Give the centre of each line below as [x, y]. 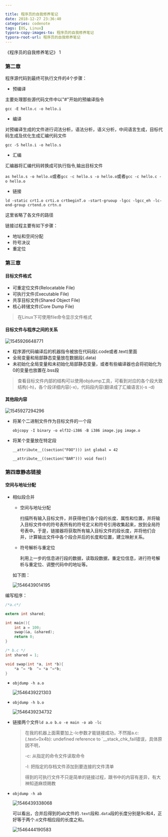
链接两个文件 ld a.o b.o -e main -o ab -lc [57, 722]
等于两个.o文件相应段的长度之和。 [52, 820]
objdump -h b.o [28, 703]
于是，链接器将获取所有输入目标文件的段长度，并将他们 [94, 531]
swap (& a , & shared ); [34, 632]
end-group [15, 205]
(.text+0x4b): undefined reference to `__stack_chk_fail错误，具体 [91, 739]
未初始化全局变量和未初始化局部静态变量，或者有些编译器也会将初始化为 [87, 364]
